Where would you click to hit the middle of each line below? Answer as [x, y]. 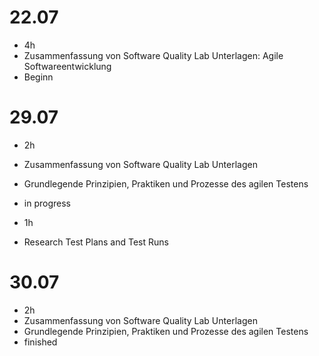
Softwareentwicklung [67, 66]
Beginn [38, 77]
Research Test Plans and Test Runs [96, 242]
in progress [47, 203]
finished [40, 342]
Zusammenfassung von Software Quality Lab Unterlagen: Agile [153, 55]
